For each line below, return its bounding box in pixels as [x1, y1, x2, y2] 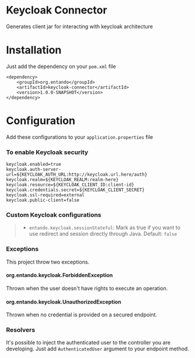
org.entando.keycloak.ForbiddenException [6, 272, 113, 279]
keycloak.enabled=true [6, 162, 61, 168]
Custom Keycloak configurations [6, 211, 102, 219]
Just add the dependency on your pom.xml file [6, 63, 116, 70]
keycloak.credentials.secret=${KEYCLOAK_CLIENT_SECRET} [6, 187, 145, 193]
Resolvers [6, 326, 36, 334]
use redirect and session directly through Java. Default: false [29, 230, 177, 237]
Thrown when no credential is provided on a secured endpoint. [6, 311, 158, 318]
